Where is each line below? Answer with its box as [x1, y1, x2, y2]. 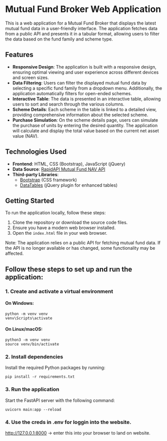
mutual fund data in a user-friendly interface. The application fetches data [5, 25, 157, 31]
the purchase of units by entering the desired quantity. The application [12, 122, 158, 128]
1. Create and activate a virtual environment [5, 288, 113, 295]
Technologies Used [5, 148, 66, 156]
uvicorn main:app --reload [5, 407, 61, 412]
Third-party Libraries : [12, 171, 59, 177]
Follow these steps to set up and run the [5, 265, 132, 273]
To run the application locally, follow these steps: [5, 210, 106, 216]
